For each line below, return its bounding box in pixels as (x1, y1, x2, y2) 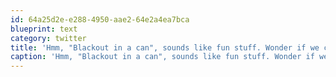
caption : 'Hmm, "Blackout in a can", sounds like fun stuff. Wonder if (10, 52, 315, 62)
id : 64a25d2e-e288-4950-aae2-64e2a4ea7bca (10, 14, 190, 25)
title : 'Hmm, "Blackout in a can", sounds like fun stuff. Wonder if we (10, 42, 320, 53)
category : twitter (10, 33, 87, 43)
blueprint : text (10, 24, 78, 34)
